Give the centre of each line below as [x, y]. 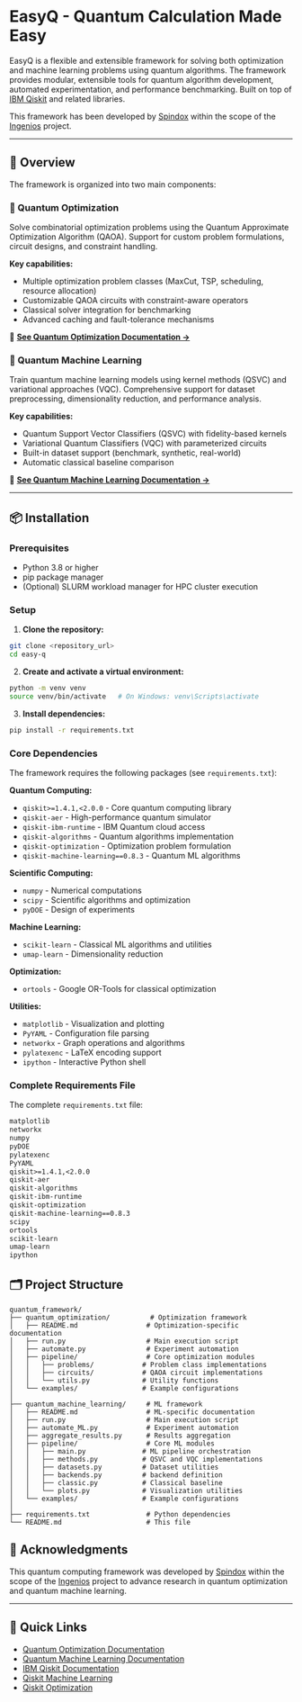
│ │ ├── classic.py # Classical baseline [116, 1482]
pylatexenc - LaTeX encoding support [92, 1052]
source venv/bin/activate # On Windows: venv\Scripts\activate [134, 696]
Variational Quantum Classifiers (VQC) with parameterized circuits [144, 444]
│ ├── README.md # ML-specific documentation [132, 1412]
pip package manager [63, 577]
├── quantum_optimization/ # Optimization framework [128, 1317]
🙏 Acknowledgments [69, 1550]
